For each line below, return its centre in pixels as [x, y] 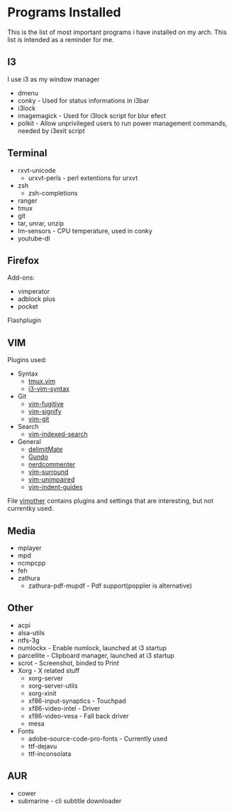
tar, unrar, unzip [40, 223]
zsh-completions [53, 193]
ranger [27, 201]
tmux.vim [41, 381]
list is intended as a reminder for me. [61, 39]
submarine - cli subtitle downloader [69, 800]
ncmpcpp [32, 563]
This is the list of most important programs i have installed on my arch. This [117, 32]
